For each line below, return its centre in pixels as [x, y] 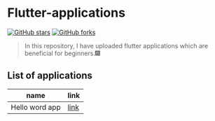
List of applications [50, 76]
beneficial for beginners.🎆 [62, 53]
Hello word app [36, 107]
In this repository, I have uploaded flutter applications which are [116, 45]
